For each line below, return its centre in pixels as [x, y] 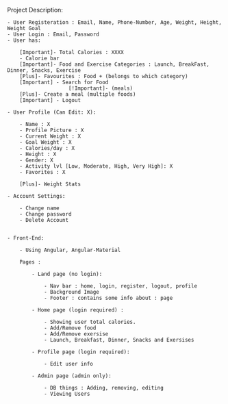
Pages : [30, 262]
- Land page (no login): [67, 274]
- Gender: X [36, 160]
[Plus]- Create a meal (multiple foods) [78, 94]
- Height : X [38, 154]
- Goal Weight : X [46, 142]
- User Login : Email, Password [53, 34]
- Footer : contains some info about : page [108, 298]
